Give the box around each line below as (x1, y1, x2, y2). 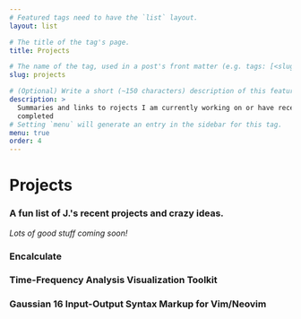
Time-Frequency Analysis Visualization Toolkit (9, 274, 218, 287)
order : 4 (9, 136, 42, 146)
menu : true (9, 128, 50, 137)
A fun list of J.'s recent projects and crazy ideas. (9, 207, 224, 220)
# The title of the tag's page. (9, 38, 130, 47)
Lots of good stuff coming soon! (9, 228, 128, 238)
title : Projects (9, 46, 70, 55)
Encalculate (9, 250, 63, 263)
